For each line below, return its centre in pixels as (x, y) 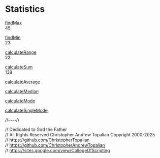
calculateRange (21, 52)
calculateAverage (23, 82)
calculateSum (19, 67)
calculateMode (20, 101)
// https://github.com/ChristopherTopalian (47, 140)
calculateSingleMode (27, 110)
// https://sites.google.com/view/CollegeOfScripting (58, 150)
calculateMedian (22, 91)
